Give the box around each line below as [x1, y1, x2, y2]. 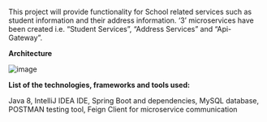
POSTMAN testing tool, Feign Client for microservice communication [8, 105, 238, 114]
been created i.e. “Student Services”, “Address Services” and [8, 24, 213, 33]
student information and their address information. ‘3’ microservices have [8, 15, 254, 25]
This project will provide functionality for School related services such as [8, 7, 252, 16]
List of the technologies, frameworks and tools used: [8, 81, 191, 89]
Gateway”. [8, 33, 43, 42]
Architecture [8, 49, 53, 58]
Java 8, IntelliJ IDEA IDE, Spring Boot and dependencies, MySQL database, [8, 96, 260, 105]
